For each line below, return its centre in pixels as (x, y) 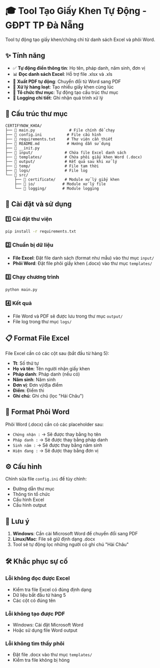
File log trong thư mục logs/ (42, 321)
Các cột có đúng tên (34, 600)
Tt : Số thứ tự (26, 363)
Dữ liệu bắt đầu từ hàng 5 (39, 595)
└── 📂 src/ (17, 175)
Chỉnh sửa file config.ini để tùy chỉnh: (46, 479)
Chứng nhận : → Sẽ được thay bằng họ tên (57, 434)
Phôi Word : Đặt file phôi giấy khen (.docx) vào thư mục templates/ (82, 263)
